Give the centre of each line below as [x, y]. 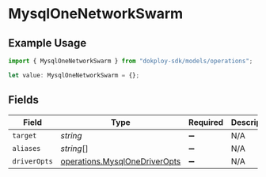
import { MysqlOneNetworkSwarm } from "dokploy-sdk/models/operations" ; [131, 61]
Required [206, 122]
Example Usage [47, 43]
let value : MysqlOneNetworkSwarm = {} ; [74, 75]
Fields [24, 100]
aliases [27, 148]
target [25, 136]
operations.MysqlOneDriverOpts [121, 161]
